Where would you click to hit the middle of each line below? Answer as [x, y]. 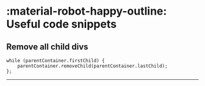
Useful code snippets [62, 24]
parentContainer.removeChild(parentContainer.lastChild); [92, 66]
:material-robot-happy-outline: [87, 11]
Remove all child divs [47, 47]
